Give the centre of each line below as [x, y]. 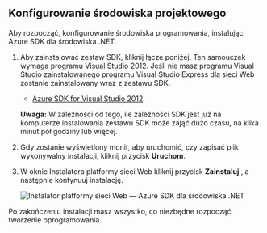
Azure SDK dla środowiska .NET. [63, 41]
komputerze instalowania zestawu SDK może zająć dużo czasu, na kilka [140, 123]
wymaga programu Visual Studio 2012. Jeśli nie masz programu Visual [137, 66]
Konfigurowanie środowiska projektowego [117, 13]
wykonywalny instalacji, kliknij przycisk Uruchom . [102, 155]
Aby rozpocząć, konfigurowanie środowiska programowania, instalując [126, 32]
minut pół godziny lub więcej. [69, 131]
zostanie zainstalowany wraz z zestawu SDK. [95, 83]
